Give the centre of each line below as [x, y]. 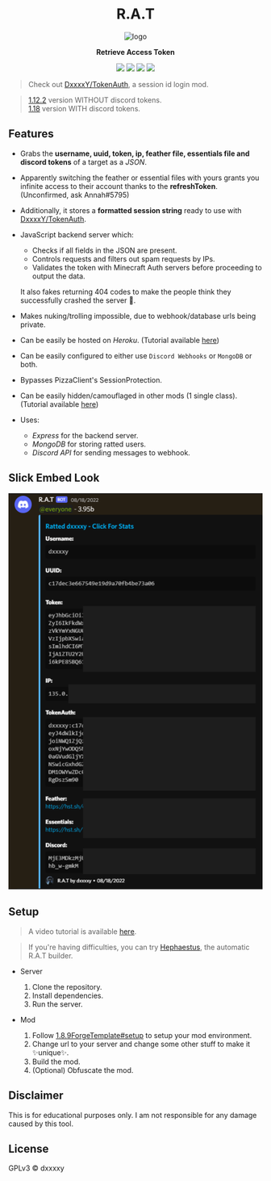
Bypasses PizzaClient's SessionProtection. [91, 379]
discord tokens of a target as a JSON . [83, 161]
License [29, 1148]
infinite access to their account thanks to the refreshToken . [119, 186]
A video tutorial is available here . [82, 931]
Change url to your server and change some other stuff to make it [141, 1044]
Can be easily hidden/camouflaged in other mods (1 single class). [129, 396]
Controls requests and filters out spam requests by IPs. [123, 258]
